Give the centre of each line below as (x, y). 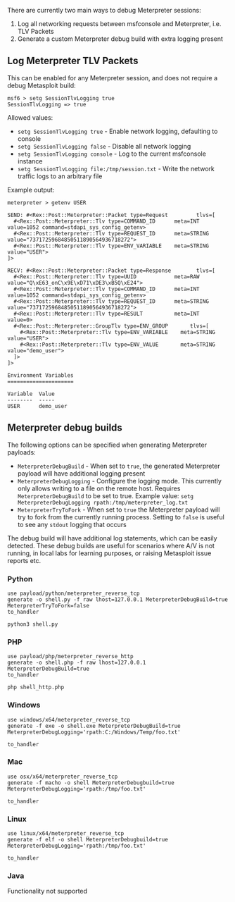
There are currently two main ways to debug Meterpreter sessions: (104, 10)
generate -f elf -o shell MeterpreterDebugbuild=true (88, 840)
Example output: (31, 190)
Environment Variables (40, 375)
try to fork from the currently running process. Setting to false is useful (121, 517)
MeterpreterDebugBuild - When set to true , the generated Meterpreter (119, 466)
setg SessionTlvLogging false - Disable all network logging (104, 146)
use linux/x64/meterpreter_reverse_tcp (66, 834)
